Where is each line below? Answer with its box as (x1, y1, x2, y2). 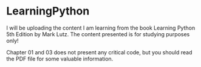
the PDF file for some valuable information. (6, 55, 114, 62)
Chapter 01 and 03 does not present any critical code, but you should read (6, 48, 192, 56)
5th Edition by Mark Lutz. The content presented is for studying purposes (6, 30, 190, 37)
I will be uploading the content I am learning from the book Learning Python (6, 24, 196, 31)
